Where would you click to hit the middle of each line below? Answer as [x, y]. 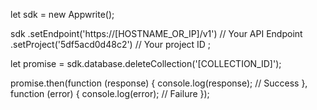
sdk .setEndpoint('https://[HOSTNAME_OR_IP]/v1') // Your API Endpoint [156, 33]
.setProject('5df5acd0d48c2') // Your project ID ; [111, 44]
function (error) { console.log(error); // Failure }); [110, 93]
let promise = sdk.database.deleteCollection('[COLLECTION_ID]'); [146, 63]
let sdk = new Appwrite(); [62, 14]
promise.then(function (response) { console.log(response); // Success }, [159, 83]
